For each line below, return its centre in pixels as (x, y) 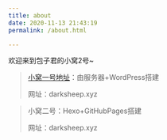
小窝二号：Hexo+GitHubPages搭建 (84, 111)
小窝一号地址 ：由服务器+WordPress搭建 (93, 78)
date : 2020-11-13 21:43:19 (53, 23)
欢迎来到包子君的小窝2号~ (51, 61)
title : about (30, 15)
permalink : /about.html (48, 30)
